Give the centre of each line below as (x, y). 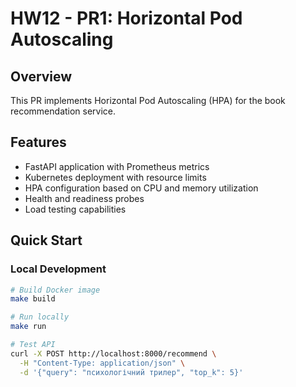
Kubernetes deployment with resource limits (115, 177)
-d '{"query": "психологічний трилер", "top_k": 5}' (131, 372)
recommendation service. (63, 111)
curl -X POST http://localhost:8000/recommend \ (113, 353)
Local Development (58, 269)
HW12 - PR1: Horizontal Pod (126, 18)
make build (33, 299)
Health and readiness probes (84, 198)
